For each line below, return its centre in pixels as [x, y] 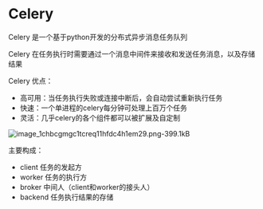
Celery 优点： [31, 81]
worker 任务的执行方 [53, 177]
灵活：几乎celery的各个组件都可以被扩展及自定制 [100, 117]
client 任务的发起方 [51, 167]
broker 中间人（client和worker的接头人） [87, 187]
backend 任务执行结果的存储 [67, 197]
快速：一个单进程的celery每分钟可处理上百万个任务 [103, 108]
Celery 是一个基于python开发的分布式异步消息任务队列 [98, 37]
